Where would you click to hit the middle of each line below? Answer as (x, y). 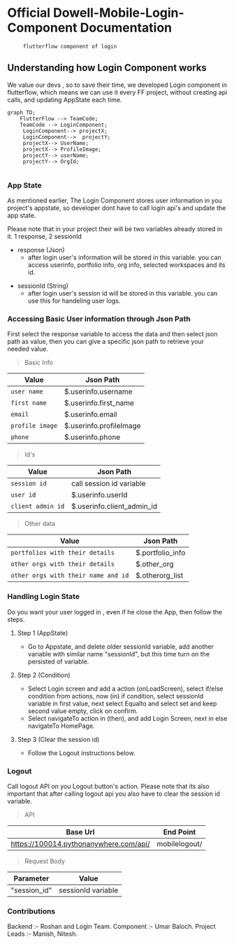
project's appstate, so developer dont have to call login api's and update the (117, 208)
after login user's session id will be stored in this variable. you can (123, 294)
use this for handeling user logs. (74, 301)
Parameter (31, 878)
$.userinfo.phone (92, 437)
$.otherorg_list (160, 576)
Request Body (44, 861)
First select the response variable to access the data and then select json (112, 334)
